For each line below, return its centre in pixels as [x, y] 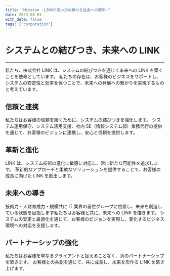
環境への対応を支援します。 [34, 225]
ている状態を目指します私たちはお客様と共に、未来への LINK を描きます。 [82, 212]
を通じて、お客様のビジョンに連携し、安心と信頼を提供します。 [71, 132]
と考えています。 [23, 89]
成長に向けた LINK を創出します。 [40, 175]
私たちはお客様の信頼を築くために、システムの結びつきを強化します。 [78, 120]
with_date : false [24, 19]
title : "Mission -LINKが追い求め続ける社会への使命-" [58, 10]
